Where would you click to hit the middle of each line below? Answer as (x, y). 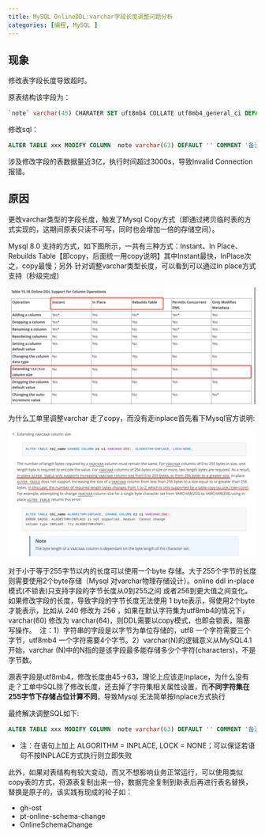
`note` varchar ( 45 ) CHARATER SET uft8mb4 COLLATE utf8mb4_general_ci (125, 114)
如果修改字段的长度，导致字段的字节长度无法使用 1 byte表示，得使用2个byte (132, 600)
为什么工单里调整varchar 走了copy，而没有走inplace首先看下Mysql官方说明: (132, 418)
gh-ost (30, 808)
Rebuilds (22, 256)
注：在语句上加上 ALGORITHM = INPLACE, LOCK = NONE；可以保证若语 (137, 745)
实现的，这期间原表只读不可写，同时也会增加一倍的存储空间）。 (117, 229)
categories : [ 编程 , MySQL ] (53, 25)
